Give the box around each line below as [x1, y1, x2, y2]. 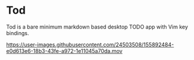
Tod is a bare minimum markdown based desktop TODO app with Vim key [6, 23, 189, 30]
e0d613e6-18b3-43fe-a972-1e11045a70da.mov [6, 47, 123, 54]
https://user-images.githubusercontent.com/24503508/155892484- [6, 41, 174, 48]
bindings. [6, 29, 29, 36]
